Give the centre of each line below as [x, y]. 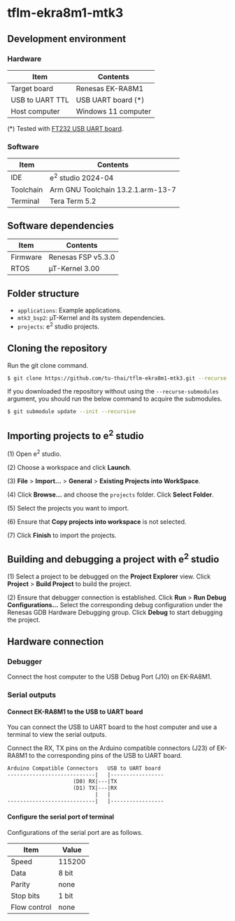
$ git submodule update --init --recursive [72, 412]
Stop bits [26, 896]
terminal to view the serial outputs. [57, 735]
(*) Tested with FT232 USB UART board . [65, 128]
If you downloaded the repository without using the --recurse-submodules [113, 392]
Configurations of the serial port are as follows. [75, 832]
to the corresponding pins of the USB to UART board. [106, 756]
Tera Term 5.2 [73, 201]
